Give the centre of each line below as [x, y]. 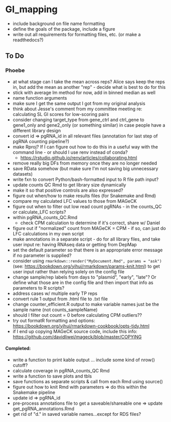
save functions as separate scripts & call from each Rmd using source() [88, 381]
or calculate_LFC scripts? [39, 212]
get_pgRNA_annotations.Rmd [43, 408]
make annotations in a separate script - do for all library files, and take [87, 239]
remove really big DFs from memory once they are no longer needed [85, 163]
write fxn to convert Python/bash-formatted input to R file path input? [86, 179]
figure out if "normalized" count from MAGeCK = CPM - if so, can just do [89, 228]
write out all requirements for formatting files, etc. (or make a [77, 34]
